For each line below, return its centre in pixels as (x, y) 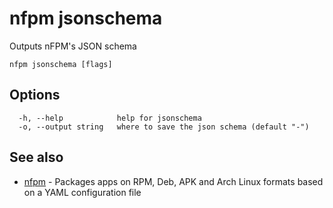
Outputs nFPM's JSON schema (73, 46)
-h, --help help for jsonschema (110, 118)
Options (35, 95)
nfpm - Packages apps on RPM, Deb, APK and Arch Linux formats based (173, 181)
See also (36, 157)
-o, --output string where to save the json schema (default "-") (164, 127)
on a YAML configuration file (82, 192)
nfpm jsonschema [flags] (61, 64)
